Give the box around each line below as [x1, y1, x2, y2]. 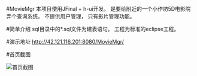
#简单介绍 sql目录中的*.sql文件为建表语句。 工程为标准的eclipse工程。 [6, 26, 180, 32]
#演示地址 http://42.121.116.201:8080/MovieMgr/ [6, 38, 125, 45]
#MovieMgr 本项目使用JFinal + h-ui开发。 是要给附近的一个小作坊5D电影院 [6, 5, 191, 12]
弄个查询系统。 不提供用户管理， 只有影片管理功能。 [6, 13, 135, 20]
